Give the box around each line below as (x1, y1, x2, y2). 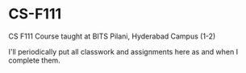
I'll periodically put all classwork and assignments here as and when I (8, 47, 239, 56)
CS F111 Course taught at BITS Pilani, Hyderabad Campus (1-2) (8, 31, 216, 41)
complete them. (8, 55, 60, 65)
